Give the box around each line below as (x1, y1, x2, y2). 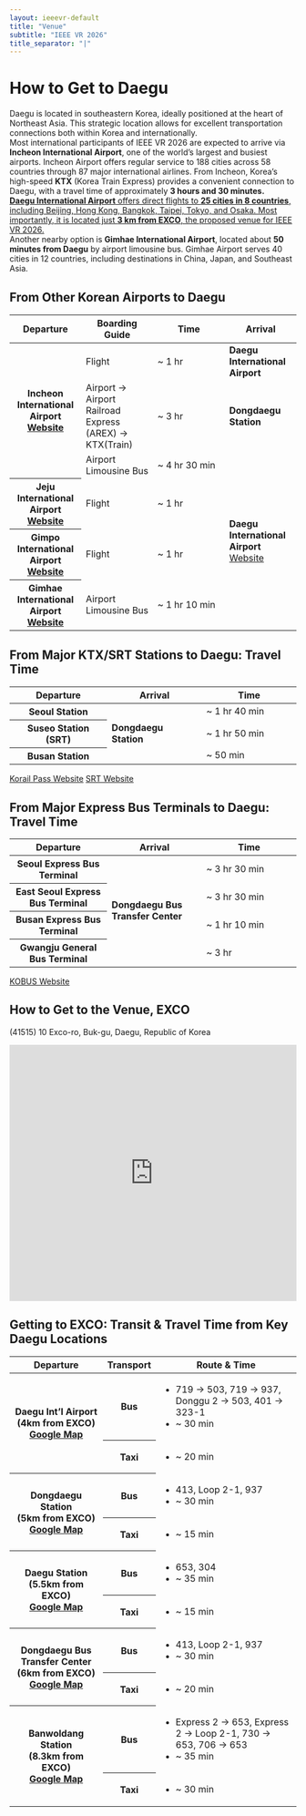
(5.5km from (28, 1577, 85, 1590)
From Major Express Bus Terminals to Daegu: (9, 799, 270, 816)
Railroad (86, 404, 121, 416)
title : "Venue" (9, 22, 67, 31)
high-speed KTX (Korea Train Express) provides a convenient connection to (9, 176, 294, 187)
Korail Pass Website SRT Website (9, 773, 134, 784)
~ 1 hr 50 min (206, 726, 265, 739)
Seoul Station (28, 705, 88, 718)
